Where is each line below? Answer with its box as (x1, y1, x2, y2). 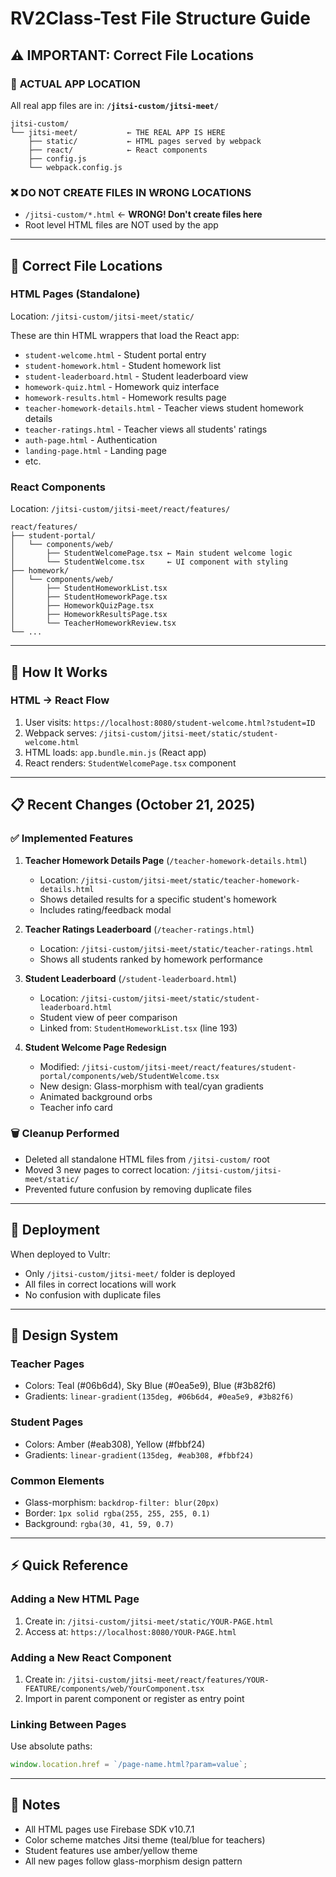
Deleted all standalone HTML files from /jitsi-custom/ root (24, 1153, 270, 1165)
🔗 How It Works (10, 663, 108, 681)
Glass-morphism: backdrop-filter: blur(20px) (24, 1496, 220, 1508)
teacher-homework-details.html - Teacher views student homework (24, 402, 304, 414)
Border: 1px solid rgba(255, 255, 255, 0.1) (24, 1507, 211, 1519)
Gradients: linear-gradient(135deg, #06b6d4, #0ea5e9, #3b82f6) (24, 1390, 295, 1402)
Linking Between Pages (10, 1717, 127, 1731)
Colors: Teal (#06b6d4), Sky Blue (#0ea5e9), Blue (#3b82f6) (24, 1380, 277, 1392)
